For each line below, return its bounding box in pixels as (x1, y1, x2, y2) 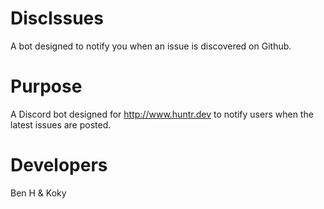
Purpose (10, 75, 83, 98)
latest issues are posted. (10, 118, 112, 131)
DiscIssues (10, 7, 104, 30)
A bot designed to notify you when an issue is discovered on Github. (10, 40, 292, 52)
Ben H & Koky (10, 187, 67, 199)
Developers (10, 154, 108, 177)
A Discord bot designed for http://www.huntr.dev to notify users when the (10, 108, 314, 120)
